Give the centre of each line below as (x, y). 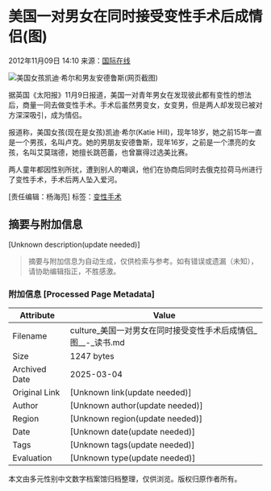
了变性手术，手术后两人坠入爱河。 (65, 179)
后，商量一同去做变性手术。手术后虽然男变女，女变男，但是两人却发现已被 (132, 105)
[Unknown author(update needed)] (136, 406)
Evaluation (32, 458)
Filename (30, 336)
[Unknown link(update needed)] (131, 393)
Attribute (37, 315)
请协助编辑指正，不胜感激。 (74, 271)
